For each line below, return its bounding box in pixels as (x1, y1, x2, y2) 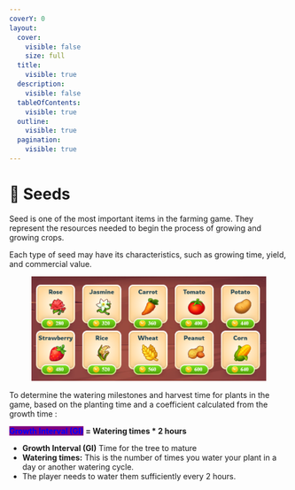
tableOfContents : (17, 98, 82, 107)
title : (17, 61, 42, 70)
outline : (17, 117, 50, 126)
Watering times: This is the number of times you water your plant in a (21, 452, 277, 463)
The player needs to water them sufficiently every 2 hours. (21, 471, 237, 482)
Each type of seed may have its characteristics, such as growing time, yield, (9, 249, 286, 260)
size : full (25, 51, 66, 61)
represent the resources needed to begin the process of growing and (9, 222, 262, 234)
